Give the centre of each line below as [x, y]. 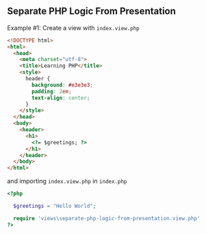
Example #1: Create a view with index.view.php [73, 27]
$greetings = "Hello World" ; [55, 206]
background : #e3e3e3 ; [63, 85]
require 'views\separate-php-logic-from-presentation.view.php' [107, 218]
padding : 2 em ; [52, 91]
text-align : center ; [61, 98]
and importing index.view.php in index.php [67, 181]
